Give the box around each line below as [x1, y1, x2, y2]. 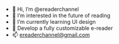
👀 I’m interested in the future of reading [12, 12, 110, 19]
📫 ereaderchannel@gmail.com [12, 32, 90, 38]
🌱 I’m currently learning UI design [12, 18, 96, 25]
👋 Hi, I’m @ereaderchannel [12, 6, 79, 12]
